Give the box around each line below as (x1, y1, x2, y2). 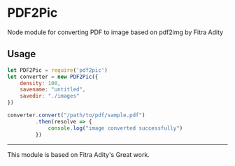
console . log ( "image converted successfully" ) (48, 124, 183, 132)
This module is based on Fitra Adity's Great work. (7, 150, 150, 158)
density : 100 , (20, 80, 61, 86)
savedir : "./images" (20, 93, 80, 100)
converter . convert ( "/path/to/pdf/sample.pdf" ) (7, 112, 145, 119)
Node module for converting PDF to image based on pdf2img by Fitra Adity (7, 28, 224, 36)
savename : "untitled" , (20, 86, 86, 93)
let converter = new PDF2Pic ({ (7, 73, 99, 80)
